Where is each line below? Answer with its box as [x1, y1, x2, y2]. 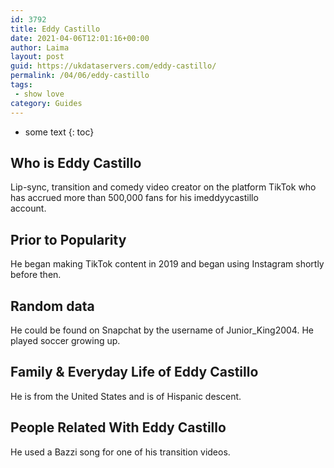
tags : [10, 80, 33, 90]
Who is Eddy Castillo [10, 154, 142, 171]
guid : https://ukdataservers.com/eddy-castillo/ [10, 61, 217, 71]
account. [10, 202, 47, 215]
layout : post [10, 52, 65, 62]
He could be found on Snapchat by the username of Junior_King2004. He [10, 324, 314, 336]
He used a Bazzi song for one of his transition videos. [10, 446, 231, 458]
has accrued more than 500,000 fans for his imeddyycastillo [10, 192, 259, 204]
